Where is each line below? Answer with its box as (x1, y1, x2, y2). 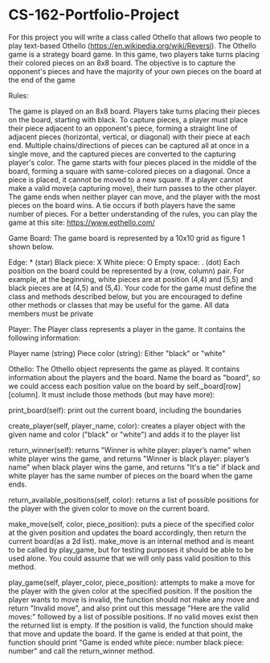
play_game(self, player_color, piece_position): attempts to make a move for (8, 578, 256, 587)
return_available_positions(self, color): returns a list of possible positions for (8, 495, 260, 504)
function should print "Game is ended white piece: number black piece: (8, 637, 244, 647)
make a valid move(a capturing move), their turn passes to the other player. (8, 183, 257, 193)
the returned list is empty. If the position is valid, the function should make (8, 620, 253, 630)
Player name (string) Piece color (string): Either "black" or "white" (8, 348, 226, 358)
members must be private (8, 309, 94, 318)
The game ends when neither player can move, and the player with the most (8, 192, 261, 201)
